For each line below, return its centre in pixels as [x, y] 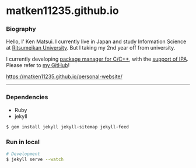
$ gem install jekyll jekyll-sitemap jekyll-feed [68, 127]
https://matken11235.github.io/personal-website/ [64, 76]
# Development [23, 154]
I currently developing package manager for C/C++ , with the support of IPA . [97, 59]
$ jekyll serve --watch [35, 159]
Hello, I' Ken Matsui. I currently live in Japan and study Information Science [96, 41]
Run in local [23, 142]
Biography [21, 29]
